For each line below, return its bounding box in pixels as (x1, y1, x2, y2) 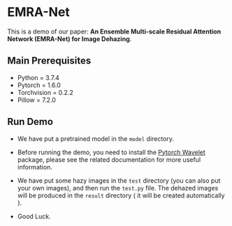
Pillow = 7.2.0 (17, 96, 56, 104)
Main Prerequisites (7, 55, 92, 67)
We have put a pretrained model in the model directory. (17, 134, 175, 143)
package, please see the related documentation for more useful (17, 155, 201, 164)
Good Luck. (17, 212, 51, 220)
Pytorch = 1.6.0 (17, 81, 61, 89)
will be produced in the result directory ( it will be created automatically (17, 191, 225, 199)
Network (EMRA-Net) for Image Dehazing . (7, 34, 132, 43)
